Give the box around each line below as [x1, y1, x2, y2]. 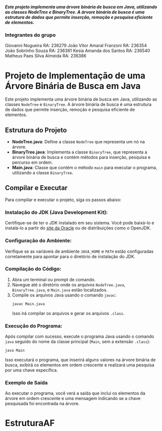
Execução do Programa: [5, 322, 63, 329]
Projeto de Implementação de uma [5, 70, 146, 81]
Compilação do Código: [5, 265, 61, 272]
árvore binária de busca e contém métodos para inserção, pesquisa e [12, 155, 151, 160]
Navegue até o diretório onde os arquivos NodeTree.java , [12, 282, 126, 288]
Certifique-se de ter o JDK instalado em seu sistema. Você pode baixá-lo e [5, 220, 155, 226]
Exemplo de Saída [5, 379, 48, 386]
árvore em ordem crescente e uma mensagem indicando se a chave [5, 396, 141, 401]
